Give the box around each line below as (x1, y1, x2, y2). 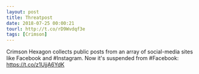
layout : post (6, 8, 39, 15)
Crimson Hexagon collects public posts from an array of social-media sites (6, 48, 193, 55)
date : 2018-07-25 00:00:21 (6, 20, 75, 26)
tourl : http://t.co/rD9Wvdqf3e (6, 25, 86, 32)
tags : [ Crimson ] (6, 32, 47, 38)
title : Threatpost (6, 15, 53, 21)
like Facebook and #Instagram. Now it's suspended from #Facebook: (6, 55, 179, 62)
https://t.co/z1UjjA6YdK (6, 61, 65, 69)
